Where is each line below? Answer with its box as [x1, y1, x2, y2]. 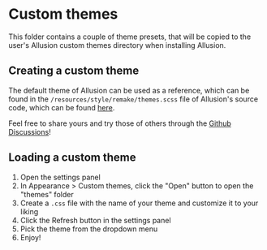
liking [19, 206, 39, 216]
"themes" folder [19, 189, 75, 199]
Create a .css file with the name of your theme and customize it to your [19, 198, 259, 208]
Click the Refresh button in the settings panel [19, 215, 172, 225]
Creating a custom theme [8, 64, 140, 78]
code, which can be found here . [8, 102, 115, 112]
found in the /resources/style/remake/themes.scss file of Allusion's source [8, 94, 258, 104]
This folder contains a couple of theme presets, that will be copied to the [8, 32, 252, 41]
